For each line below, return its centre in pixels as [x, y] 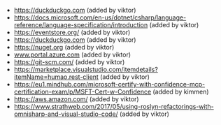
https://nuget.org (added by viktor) [64, 47]
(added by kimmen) [181, 91]
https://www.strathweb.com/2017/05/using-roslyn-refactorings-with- [114, 106]
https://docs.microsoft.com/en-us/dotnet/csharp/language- [100, 17]
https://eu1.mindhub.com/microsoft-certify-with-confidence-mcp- [109, 84]
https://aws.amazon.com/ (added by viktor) [76, 99]
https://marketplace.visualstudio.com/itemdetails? [86, 69]
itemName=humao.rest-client [56, 77]
